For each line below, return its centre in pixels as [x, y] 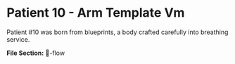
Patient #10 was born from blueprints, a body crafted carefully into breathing [118, 32]
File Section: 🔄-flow [36, 53]
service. [18, 39]
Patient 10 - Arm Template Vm [96, 13]
